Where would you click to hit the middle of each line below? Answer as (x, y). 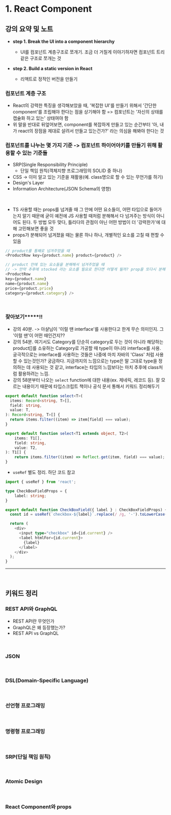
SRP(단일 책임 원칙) (28, 756)
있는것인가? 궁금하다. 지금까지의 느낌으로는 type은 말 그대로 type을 (91, 361)
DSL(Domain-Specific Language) (47, 681)
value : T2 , (26, 448)
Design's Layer (28, 182)
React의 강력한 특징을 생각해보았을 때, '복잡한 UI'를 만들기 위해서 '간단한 (84, 105)
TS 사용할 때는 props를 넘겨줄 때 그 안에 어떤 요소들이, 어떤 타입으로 (80, 209)
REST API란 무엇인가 (33, 621)
